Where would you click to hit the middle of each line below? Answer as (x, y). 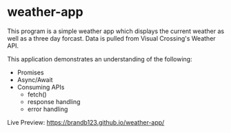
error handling (48, 109)
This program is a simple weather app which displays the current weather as (116, 31)
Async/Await (35, 79)
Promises (30, 72)
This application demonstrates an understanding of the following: (100, 59)
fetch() (37, 94)
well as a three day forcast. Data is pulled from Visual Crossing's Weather (111, 38)
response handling (54, 101)
